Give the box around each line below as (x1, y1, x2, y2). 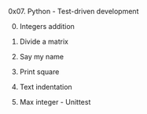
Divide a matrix (19, 37, 69, 46)
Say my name (19, 52, 64, 61)
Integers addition (19, 22, 75, 30)
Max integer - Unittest (19, 98, 91, 106)
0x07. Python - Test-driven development (8, 7, 139, 16)
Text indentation (19, 82, 72, 91)
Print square (19, 67, 60, 77)
